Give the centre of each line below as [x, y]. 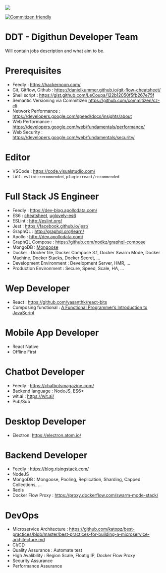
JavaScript [23, 312]
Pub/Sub [21, 401]
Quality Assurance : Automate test [47, 550]
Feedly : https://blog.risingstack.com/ [51, 469]
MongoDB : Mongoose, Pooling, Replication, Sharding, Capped [76, 480]
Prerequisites [33, 71]
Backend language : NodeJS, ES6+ [48, 391]
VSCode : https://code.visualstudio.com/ [54, 171]
